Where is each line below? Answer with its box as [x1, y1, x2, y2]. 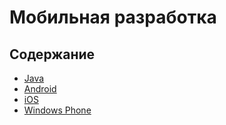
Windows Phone [23, 104, 92, 116]
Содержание [9, 46, 96, 63]
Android [23, 83, 57, 95]
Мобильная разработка [9, 6, 217, 29]
